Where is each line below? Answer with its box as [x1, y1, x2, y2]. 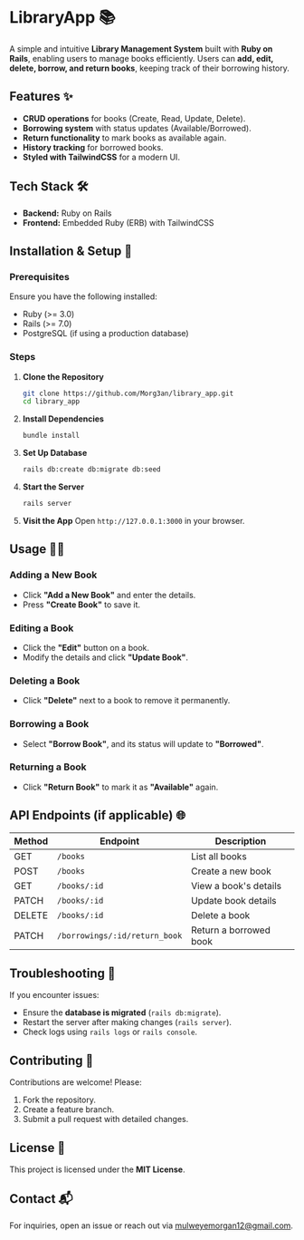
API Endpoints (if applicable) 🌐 [9, 808, 185, 823]
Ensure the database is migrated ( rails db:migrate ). [22, 1007, 222, 1018]
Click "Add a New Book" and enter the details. [22, 589, 196, 600]
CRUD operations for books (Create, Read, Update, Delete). [22, 112, 246, 123]
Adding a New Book [9, 568, 98, 581]
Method [14, 835, 49, 848]
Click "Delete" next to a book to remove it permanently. [22, 695, 231, 706]
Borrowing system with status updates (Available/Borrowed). [22, 122, 252, 133]
